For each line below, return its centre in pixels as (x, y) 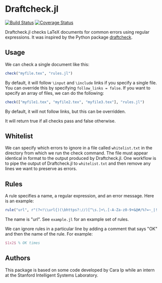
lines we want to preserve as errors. (41, 169)
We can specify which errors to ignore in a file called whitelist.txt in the (79, 148)
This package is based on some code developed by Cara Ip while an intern (80, 270)
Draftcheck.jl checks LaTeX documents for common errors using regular (77, 32)
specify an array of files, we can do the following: (54, 93)
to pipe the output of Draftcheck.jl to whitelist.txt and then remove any (78, 163)
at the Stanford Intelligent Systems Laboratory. (52, 275)
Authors (18, 258)
